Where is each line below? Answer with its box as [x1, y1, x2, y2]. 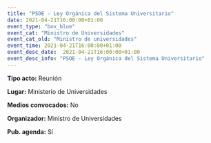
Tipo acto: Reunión [7, 74, 62, 82]
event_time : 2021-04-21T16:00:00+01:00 [7, 42, 122, 49]
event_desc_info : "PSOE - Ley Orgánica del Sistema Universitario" [7, 55, 205, 62]
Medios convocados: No [7, 101, 79, 109]
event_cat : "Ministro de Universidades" [7, 29, 125, 37]
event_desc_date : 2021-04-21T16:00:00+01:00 [7, 49, 140, 56]
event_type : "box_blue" [7, 23, 76, 30]
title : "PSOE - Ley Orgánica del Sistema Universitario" [7, 10, 174, 17]
